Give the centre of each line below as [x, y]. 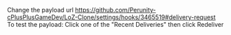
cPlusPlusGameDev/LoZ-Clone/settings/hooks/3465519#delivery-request [111, 17]
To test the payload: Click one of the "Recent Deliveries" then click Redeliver [115, 24]
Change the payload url [41, 10]
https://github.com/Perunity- [115, 10]
